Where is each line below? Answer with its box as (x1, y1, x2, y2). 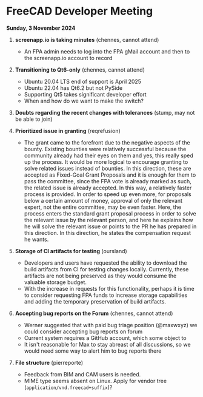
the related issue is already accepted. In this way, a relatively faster (24, 184, 192, 191)
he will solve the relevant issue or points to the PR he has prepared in (24, 223, 197, 230)
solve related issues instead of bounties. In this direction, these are (24, 165, 191, 172)
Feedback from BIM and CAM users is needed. (24, 370, 141, 378)
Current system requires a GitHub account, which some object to (24, 334, 187, 341)
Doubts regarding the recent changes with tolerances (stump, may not (15, 109, 195, 116)
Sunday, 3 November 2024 (6, 24, 76, 32)
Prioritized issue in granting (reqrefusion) (15, 127, 121, 134)
